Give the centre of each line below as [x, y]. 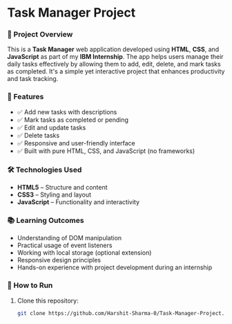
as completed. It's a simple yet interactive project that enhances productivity [116, 71]
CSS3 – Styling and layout [54, 195]
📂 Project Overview [40, 35]
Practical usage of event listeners [65, 245]
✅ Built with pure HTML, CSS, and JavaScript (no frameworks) [106, 151]
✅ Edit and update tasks [51, 127]
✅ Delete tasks [38, 135]
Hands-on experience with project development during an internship [115, 267]
